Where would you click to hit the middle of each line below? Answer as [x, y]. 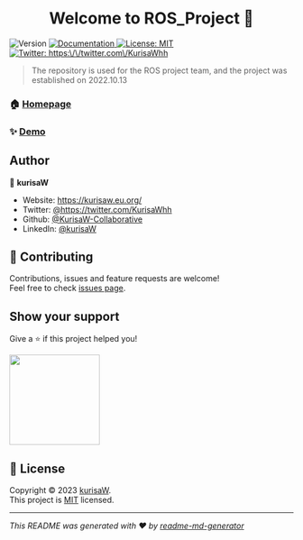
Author [29, 161]
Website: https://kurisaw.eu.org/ [82, 200]
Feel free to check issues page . [68, 288]
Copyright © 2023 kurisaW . [60, 490]
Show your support [64, 316]
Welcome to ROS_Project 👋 [151, 18]
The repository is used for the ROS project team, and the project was [159, 70]
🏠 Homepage [41, 104]
